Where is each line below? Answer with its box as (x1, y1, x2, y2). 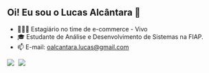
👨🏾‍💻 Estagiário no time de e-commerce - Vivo (16, 25, 148, 33)
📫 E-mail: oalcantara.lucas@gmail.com (16, 42, 129, 51)
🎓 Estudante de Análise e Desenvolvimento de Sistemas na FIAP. (16, 32, 204, 41)
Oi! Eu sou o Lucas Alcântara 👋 (7, 7, 141, 18)
